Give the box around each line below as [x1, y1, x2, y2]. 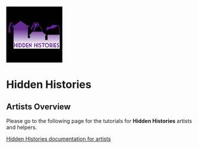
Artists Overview [6, 101, 71, 112]
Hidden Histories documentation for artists [6, 135, 111, 142]
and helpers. [6, 124, 37, 131]
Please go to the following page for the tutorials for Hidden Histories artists [6, 118, 193, 124]
